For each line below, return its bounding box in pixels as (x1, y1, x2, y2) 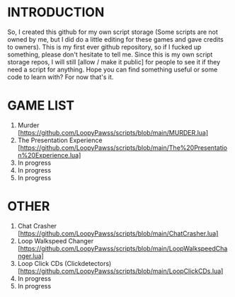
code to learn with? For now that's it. (7, 72, 114, 81)
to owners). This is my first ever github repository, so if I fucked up (7, 42, 202, 51)
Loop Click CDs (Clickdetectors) (17, 259, 112, 267)
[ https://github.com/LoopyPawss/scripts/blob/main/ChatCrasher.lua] (17, 229, 219, 238)
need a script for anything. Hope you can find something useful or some (7, 65, 218, 74)
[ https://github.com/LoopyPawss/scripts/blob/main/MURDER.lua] (17, 128, 209, 136)
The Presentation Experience (17, 136, 103, 144)
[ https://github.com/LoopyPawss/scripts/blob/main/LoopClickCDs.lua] (17, 267, 224, 275)
